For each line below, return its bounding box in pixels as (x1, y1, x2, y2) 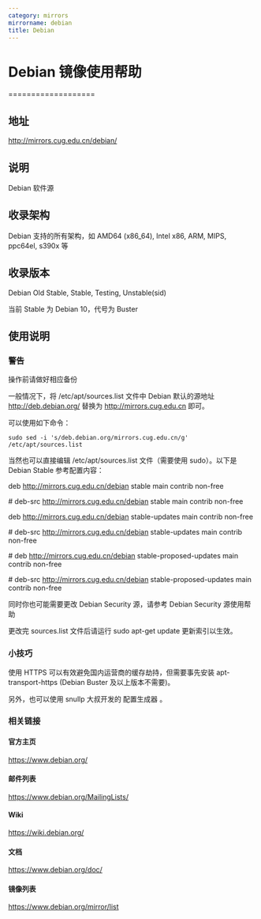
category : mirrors (8, 11, 69, 20)
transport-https (8, 677, 58, 686)
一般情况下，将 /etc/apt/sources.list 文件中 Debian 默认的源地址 (8, 391, 215, 401)
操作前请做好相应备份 (8, 375, 77, 384)
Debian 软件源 (8, 183, 54, 192)
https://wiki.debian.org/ (8, 828, 84, 838)
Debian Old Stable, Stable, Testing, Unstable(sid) (8, 288, 167, 297)
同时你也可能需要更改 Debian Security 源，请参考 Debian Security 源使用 (8, 599, 244, 609)
